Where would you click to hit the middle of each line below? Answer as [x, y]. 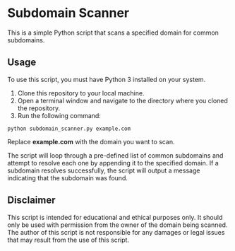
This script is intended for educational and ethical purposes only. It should [115, 217]
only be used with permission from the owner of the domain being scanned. [117, 225]
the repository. [39, 108]
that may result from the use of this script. [68, 240]
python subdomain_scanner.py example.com [69, 129]
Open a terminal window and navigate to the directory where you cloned [122, 100]
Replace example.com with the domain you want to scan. [91, 141]
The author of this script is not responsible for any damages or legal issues [116, 232]
